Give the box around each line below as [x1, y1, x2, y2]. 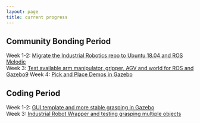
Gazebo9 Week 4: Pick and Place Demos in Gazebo [6, 71, 133, 78]
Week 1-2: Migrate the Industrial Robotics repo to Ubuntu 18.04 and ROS [6, 52, 183, 59]
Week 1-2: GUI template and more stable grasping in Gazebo [6, 104, 155, 111]
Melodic [6, 58, 26, 65]
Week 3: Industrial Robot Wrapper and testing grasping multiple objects [6, 111, 182, 118]
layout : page [6, 8, 39, 15]
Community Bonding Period [6, 36, 111, 46]
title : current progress [6, 14, 68, 20]
